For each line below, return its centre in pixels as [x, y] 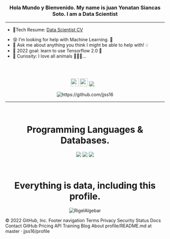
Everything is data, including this [85, 186]
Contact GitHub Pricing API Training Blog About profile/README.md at [78, 226]
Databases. [85, 141]
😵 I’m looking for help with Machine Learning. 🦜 [62, 40]
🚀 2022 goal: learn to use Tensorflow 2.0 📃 [57, 51]
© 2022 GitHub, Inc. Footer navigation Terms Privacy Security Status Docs [83, 221]
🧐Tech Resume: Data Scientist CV [48, 30]
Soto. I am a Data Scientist [85, 14]
